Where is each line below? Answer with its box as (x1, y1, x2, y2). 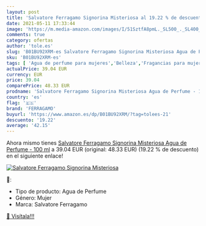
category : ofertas (6, 37, 53, 43)
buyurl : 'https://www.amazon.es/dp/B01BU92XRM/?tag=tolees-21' (6, 111, 172, 117)
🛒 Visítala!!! (6, 213, 35, 220)
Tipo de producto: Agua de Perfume (15, 188, 107, 195)
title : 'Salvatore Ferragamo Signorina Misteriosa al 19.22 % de (6, 15, 177, 21)
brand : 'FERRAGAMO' (6, 105, 56, 112)
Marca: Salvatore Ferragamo (15, 201, 88, 208)
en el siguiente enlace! (6, 152, 63, 159)
